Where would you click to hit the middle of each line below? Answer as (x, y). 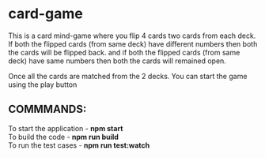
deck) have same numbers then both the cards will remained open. (117, 61)
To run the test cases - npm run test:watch (79, 145)
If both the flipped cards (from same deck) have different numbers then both (133, 43)
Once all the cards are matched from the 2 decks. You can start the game (128, 76)
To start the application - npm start (66, 128)
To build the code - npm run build (63, 137)
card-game (45, 14)
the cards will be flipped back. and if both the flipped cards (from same (124, 52)
